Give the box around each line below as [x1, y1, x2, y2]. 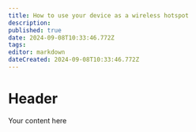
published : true [8, 26, 62, 34]
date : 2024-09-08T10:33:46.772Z [8, 33, 115, 42]
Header [8, 90, 58, 107]
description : [8, 19, 51, 27]
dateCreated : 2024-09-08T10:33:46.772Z [8, 56, 140, 64]
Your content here [8, 115, 67, 125]
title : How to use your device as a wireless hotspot [8, 11, 190, 20]
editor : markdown [8, 48, 66, 56]
